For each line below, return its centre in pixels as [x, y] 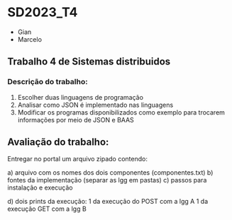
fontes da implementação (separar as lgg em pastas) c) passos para [107, 180]
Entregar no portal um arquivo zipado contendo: [77, 159]
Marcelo [30, 39]
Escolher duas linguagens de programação [81, 97]
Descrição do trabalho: [48, 82]
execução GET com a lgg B [47, 209]
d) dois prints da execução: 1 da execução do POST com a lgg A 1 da [107, 202]
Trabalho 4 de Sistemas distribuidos [89, 62]
